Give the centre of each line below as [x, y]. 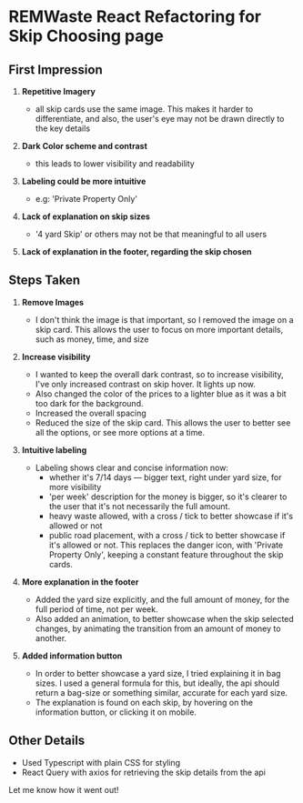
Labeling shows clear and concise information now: [132, 467]
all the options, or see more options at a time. [120, 432]
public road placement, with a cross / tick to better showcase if [167, 535]
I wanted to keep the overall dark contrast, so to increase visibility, [159, 374]
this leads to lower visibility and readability [115, 164]
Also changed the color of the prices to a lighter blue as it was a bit [161, 394]
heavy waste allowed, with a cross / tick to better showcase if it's [171, 516]
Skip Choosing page [86, 36]
